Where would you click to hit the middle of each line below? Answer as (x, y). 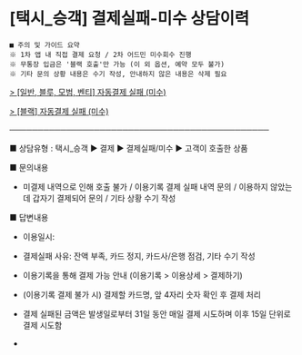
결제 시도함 (42, 325)
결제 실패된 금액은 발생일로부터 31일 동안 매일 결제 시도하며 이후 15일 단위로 (156, 313)
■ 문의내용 (29, 167)
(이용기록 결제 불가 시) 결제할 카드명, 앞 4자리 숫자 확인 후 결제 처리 (142, 294)
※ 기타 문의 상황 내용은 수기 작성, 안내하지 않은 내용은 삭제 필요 (118, 74)
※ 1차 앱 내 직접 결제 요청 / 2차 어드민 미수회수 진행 (101, 54)
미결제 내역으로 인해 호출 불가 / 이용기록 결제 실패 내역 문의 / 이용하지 (145, 186)
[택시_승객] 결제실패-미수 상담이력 (130, 19)
